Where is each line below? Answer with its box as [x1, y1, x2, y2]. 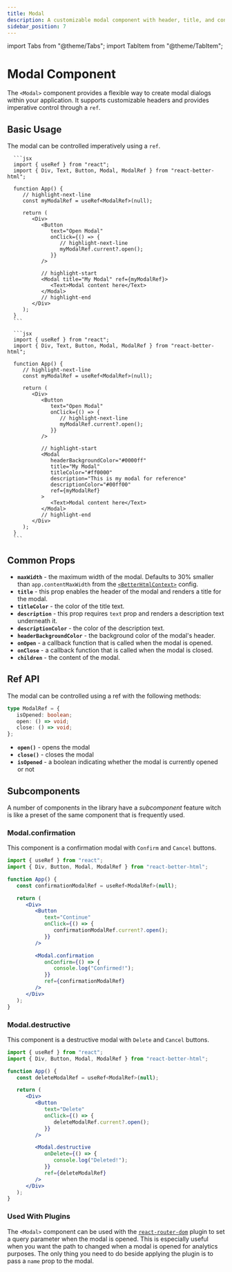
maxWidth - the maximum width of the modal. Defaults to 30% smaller [17, 572, 214, 580]
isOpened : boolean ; [16, 712, 72, 718]
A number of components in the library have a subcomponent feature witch [7, 803, 222, 812]
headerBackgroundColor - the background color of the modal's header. [17, 631, 215, 639]
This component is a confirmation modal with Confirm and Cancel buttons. [7, 843, 217, 852]
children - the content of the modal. [17, 653, 121, 661]
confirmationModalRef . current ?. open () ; [53, 927, 168, 934]
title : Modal [7, 10, 45, 17]
